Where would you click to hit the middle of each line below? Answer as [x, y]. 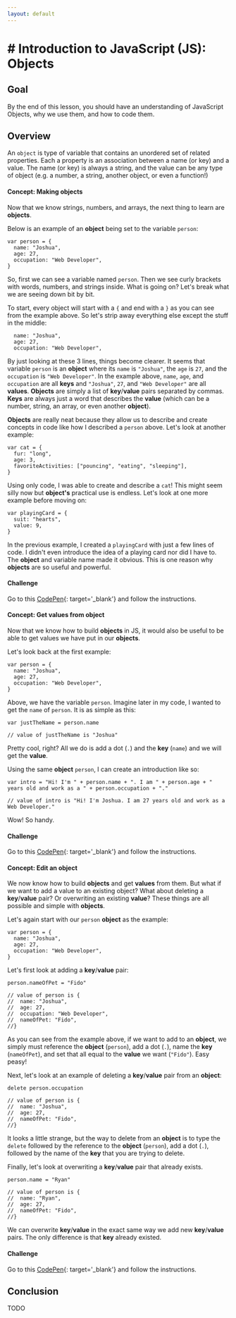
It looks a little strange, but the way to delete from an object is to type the [114, 1138]
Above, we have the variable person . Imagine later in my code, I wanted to [114, 702]
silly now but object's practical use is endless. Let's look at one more [108, 492]
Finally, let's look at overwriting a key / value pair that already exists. [105, 1167]
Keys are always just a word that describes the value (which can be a [108, 398]
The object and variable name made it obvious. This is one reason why [110, 559]
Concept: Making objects [45, 192]
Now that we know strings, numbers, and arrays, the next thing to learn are [116, 207]
